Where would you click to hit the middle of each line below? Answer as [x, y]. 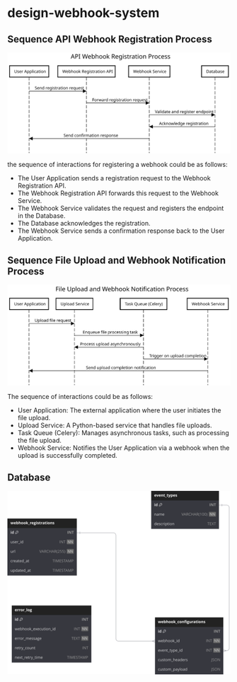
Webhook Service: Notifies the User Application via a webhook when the [123, 448]
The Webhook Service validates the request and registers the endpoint [121, 208]
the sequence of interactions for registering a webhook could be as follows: [117, 164]
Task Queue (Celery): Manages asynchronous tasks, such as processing [123, 432]
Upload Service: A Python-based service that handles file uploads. [115, 425]
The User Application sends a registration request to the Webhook [114, 178]
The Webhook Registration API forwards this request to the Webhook [118, 193]
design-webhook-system [83, 13]
